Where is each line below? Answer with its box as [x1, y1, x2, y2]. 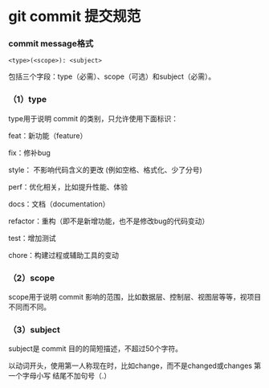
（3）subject [8, 325, 60, 335]
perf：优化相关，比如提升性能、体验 [8, 182, 128, 191]
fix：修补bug [8, 148, 51, 157]
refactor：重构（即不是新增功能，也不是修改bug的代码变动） [8, 216, 210, 226]
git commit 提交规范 [8, 7, 141, 26]
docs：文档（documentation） [8, 198, 110, 209]
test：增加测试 [8, 233, 56, 243]
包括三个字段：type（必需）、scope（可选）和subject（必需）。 [8, 71, 216, 81]
